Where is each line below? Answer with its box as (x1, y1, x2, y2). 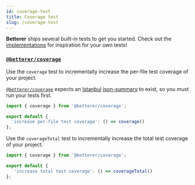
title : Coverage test (6, 14, 59, 20)
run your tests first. (6, 92, 52, 99)
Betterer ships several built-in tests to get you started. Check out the (6, 36, 172, 43)
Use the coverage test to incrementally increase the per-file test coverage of (6, 68, 189, 75)
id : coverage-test (6, 8, 51, 15)
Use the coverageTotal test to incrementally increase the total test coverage (6, 135, 189, 142)
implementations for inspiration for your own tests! (6, 41, 127, 48)
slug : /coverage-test (6, 19, 59, 25)
